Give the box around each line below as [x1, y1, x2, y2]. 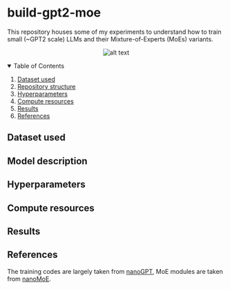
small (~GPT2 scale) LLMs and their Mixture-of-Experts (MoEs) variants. [7, 34, 213, 43]
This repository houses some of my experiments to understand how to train [7, 28, 222, 36]
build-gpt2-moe [7, 5, 102, 21]
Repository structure [17, 82, 76, 90]
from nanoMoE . [7, 275, 52, 283]
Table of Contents [13, 61, 64, 70]
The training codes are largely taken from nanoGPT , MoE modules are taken [7, 267, 223, 275]
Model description [7, 155, 88, 167]
